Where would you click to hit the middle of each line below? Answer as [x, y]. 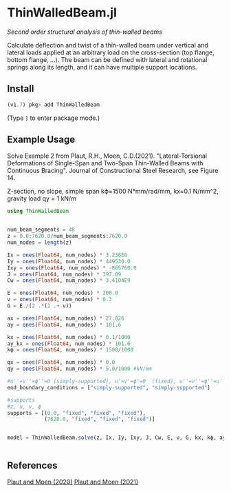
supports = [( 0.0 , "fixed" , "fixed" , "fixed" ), [77, 413]
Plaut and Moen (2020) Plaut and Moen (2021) [73, 482]
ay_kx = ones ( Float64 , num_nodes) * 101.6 [69, 344]
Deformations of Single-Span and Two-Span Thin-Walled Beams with [105, 163]
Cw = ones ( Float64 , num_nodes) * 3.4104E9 [69, 280]
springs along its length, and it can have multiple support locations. [102, 67]
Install [21, 89]
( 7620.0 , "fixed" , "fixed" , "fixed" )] [99, 419]
